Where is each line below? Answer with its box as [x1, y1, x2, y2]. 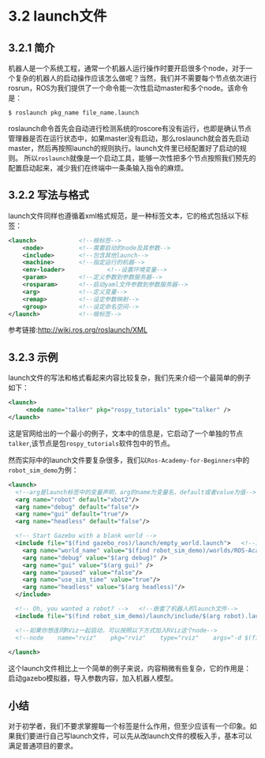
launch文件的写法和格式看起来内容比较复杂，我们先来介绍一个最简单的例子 [8, 373, 252, 383]
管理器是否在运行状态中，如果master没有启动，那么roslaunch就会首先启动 [8, 133, 250, 143]
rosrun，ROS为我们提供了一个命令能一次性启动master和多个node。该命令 [8, 84, 248, 92]
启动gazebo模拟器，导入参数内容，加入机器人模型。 [8, 674, 178, 683]
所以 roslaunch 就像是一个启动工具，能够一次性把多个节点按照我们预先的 [23, 153, 256, 163]
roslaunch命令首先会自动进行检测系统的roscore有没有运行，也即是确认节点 [8, 124, 252, 133]
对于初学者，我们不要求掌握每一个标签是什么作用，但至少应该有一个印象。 [8, 722, 250, 731]
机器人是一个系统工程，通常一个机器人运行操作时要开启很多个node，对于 [8, 64, 246, 73]
